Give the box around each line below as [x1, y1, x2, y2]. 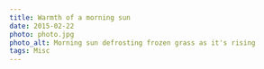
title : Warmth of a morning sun [9, 13, 131, 22]
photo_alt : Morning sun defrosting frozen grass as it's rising [9, 38, 256, 47]
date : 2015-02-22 [9, 22, 75, 30]
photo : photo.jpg [9, 30, 75, 39]
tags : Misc [9, 47, 50, 56]
